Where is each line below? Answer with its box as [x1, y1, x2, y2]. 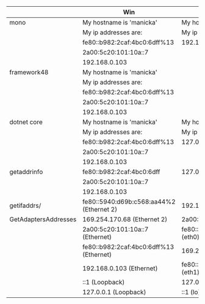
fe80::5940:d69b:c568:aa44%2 [82, 197, 176, 206]
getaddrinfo [9, 168, 43, 176]
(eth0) [181, 233, 200, 241]
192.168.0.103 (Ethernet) [82, 264, 158, 272]
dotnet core [9, 118, 43, 126]
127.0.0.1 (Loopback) [82, 288, 146, 296]
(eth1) [181, 268, 200, 276]
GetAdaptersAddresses [9, 215, 77, 223]
